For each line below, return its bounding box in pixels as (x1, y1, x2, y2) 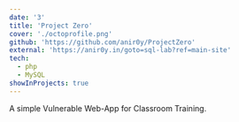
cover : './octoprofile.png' (9, 29, 113, 38)
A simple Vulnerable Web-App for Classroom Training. (9, 103, 207, 113)
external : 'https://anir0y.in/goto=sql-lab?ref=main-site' (9, 46, 232, 55)
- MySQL (17, 71, 46, 80)
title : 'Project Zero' (9, 21, 93, 30)
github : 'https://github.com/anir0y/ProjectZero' (9, 37, 197, 47)
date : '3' (9, 12, 46, 22)
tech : (9, 54, 29, 63)
